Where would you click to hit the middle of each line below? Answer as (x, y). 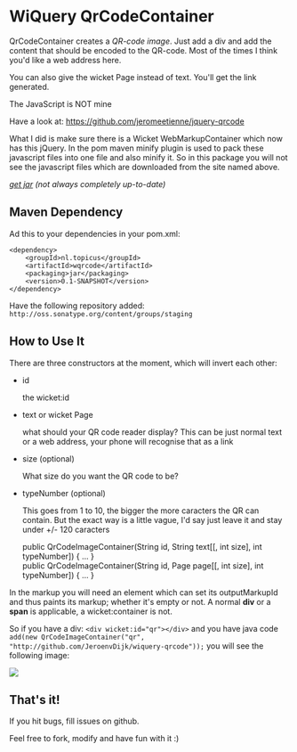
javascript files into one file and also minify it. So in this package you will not (148, 157)
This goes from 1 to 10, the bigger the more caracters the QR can (140, 511)
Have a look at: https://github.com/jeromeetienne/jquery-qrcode (127, 121)
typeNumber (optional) (64, 493)
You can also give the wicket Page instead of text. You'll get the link (133, 77)
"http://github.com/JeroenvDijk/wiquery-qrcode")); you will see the (136, 646)
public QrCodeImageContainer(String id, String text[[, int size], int (142, 546)
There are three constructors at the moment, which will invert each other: (143, 363)
